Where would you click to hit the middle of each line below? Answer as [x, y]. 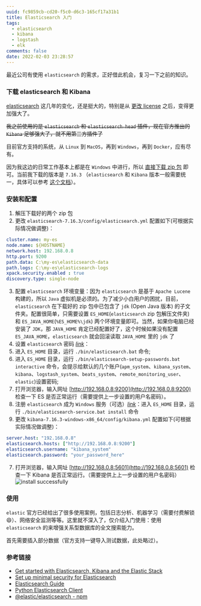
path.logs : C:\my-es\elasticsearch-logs [58, 268]
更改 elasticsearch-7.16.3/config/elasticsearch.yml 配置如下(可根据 [101, 221]
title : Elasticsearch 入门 [39, 17]
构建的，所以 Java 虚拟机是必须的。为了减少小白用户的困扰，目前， [98, 299]
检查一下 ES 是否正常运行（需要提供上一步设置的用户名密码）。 [92, 397]
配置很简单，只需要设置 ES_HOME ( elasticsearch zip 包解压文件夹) [110, 314]
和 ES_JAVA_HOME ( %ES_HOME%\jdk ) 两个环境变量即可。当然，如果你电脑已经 [104, 321]
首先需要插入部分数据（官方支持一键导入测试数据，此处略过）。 [84, 540]
